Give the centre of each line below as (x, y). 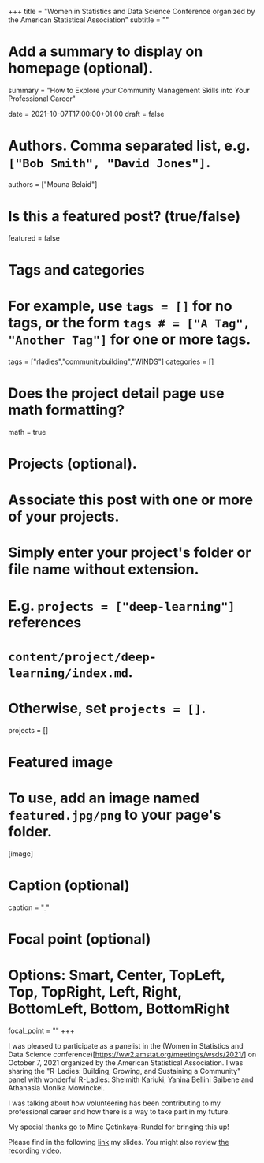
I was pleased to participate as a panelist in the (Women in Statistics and (126, 1045)
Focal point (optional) (80, 939)
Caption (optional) (69, 886)
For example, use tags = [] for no (120, 306)
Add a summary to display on (106, 52)
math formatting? (66, 410)
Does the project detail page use (116, 393)
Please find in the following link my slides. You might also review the (119, 1142)
